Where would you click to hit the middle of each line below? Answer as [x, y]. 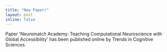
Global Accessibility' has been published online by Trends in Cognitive [79, 39]
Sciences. [16, 45]
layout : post [19, 15]
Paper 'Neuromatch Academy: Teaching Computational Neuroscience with [84, 34]
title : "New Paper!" [27, 10]
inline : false [20, 19]
